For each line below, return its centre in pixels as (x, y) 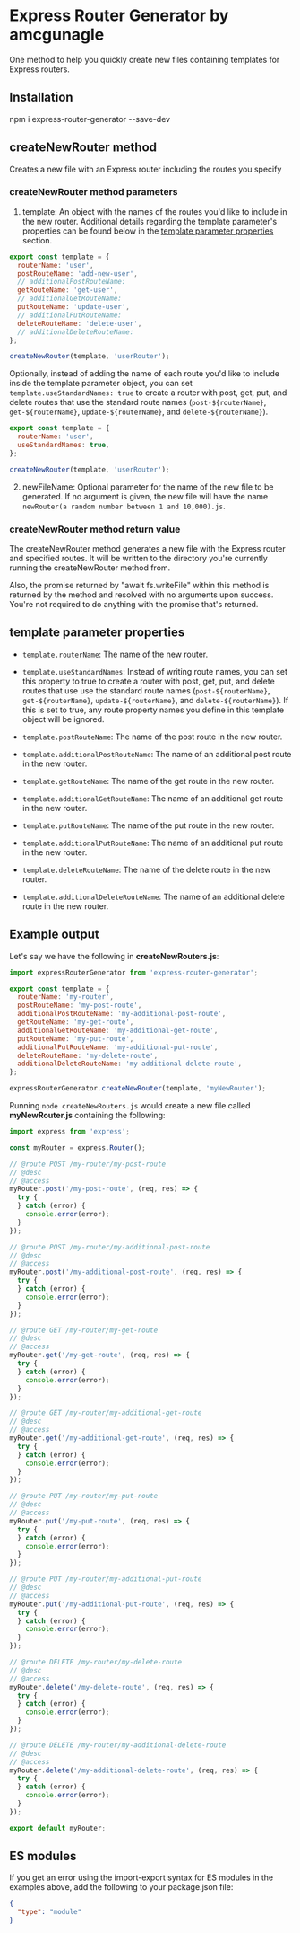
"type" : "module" (50, 1912)
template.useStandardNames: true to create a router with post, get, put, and (148, 393)
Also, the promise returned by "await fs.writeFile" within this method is (139, 586)
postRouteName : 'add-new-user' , (78, 274)
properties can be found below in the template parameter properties (148, 231)
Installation (41, 97)
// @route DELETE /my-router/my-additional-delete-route (118, 1745)
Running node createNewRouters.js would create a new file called (130, 1106)
